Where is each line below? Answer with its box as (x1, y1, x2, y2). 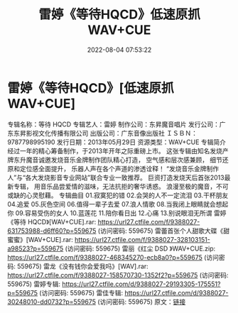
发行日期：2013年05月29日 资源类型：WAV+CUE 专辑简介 (56, 138, 226, 146)
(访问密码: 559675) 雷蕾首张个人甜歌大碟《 (97, 226, 224, 235)
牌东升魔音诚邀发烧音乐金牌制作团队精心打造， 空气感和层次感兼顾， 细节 (7, 155, 222, 164)
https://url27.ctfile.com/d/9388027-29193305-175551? (62, 280, 221, 288)
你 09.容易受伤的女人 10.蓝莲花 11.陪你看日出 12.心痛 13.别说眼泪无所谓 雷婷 (7, 209, 227, 217)
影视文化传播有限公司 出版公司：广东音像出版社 (26, 128, 165, 137)
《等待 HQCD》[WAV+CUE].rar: (7, 217, 97, 226)
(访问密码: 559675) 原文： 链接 (97, 297, 186, 306)
